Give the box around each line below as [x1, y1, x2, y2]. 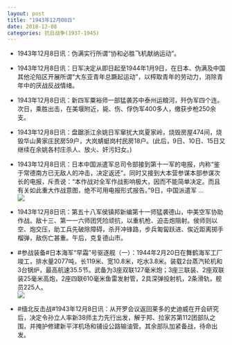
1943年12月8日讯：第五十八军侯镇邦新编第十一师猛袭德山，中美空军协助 [17, 208, 224, 216]
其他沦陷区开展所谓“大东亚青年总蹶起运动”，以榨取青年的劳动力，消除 [17, 73, 217, 81]
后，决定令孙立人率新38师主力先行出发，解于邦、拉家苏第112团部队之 [17, 313, 216, 322]
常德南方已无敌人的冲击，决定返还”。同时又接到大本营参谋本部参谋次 [23, 169, 220, 177]
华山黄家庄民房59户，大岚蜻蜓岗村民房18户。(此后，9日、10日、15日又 [23, 136, 226, 145]
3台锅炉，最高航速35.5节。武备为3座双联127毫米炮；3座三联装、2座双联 [17, 266, 225, 274]
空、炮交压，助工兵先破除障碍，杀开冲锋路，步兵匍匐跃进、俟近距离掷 [17, 225, 218, 233]
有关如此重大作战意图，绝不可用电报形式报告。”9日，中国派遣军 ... [17, 186, 204, 195]
